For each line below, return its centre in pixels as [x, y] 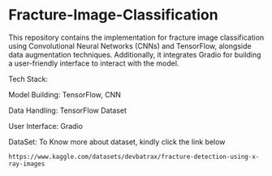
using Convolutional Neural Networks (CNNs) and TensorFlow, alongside [130, 45]
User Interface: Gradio [46, 126]
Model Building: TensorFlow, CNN [65, 94]
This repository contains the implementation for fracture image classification [136, 37]
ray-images [27, 164]
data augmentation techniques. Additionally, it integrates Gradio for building [135, 54]
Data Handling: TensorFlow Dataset [68, 110]
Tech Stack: [28, 79]
